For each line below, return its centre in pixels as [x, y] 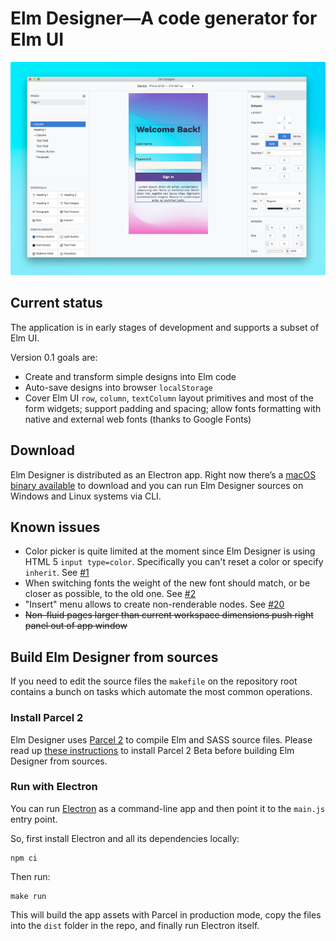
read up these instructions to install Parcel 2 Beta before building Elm [152, 750]
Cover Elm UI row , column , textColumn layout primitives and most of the [169, 398]
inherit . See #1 [57, 573]
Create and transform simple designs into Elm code [130, 376]
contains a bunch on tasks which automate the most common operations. [161, 692]
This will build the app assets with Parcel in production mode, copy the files [166, 914]
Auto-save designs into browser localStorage [118, 387]
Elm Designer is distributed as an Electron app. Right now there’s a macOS [163, 474]
